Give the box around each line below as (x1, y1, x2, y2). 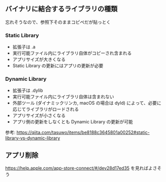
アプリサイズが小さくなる (12, 112, 66, 119)
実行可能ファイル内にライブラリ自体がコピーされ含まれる (12, 50, 132, 56)
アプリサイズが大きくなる (12, 57, 66, 63)
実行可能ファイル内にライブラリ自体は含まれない (12, 94, 114, 100)
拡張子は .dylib (12, 87, 43, 94)
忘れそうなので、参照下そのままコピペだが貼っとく (5, 19, 111, 25)
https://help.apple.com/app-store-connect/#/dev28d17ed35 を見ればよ (5, 165, 153, 171)
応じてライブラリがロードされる (12, 106, 79, 112)
